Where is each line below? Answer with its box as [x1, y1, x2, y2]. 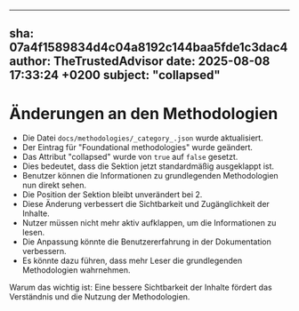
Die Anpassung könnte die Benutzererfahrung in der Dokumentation [21, 236, 271, 247]
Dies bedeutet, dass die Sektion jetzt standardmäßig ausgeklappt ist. [21, 161, 274, 171]
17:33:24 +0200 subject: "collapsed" [9, 68, 221, 83]
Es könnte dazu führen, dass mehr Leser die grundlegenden [21, 255, 243, 267]
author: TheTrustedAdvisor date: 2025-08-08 [9, 54, 271, 69]
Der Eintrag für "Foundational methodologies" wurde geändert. [21, 142, 254, 153]
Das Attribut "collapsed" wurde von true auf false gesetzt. [21, 152, 238, 163]
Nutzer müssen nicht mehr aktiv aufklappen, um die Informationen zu [21, 218, 277, 228]
